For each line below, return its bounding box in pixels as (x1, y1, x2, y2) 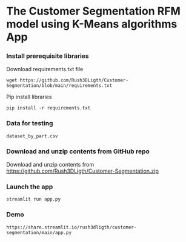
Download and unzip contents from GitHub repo (6, 147, 150, 156)
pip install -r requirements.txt (6, 105, 91, 111)
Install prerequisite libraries (6, 52, 89, 60)
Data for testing (6, 119, 53, 128)
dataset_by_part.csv (6, 133, 59, 139)
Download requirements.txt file (6, 66, 84, 73)
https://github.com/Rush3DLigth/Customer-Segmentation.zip (6, 167, 159, 175)
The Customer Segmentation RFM (6, 4, 181, 18)
